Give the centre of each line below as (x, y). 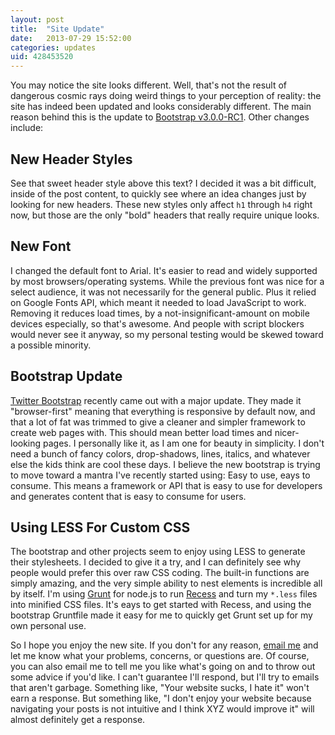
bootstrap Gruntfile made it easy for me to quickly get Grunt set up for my (161, 615)
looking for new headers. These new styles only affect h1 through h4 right (161, 204)
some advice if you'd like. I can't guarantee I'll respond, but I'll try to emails (165, 677)
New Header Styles (71, 159)
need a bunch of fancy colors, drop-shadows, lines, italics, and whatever (160, 453)
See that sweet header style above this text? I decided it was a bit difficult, (163, 183)
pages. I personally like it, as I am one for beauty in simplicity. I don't (184, 443)
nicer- (287, 432)
